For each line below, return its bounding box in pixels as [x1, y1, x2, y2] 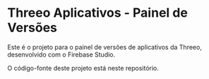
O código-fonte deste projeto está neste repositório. [7, 64, 159, 72]
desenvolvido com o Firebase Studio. [7, 50, 116, 59]
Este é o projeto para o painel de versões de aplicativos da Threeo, [7, 43, 203, 51]
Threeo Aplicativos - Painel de [7, 5, 189, 21]
